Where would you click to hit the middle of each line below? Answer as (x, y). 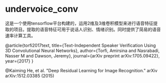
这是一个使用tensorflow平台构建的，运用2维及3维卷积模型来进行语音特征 (79, 23)
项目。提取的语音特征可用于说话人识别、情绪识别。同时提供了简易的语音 (87, 29)
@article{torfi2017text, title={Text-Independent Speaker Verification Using (81, 45)
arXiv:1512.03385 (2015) (30, 76)
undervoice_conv (41, 9)
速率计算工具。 (20, 35)
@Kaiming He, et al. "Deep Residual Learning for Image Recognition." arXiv (81, 70)
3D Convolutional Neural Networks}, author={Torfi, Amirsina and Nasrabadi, (82, 51)
